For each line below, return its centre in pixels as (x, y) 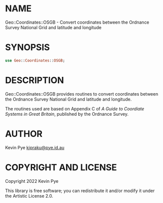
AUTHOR (24, 134)
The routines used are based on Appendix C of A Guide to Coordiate (75, 108)
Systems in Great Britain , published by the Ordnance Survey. (67, 114)
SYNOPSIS (28, 48)
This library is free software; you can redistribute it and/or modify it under (80, 191)
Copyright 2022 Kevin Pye (32, 181)
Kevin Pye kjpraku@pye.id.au (35, 147)
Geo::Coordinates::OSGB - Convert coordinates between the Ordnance (77, 22)
